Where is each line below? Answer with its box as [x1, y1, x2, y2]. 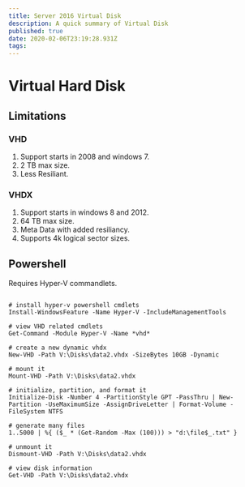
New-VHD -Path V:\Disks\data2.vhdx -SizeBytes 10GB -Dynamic [8, 351, 220, 359]
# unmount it [8, 443, 53, 451]
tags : [8, 42, 27, 50]
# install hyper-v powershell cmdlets [8, 301, 140, 310]
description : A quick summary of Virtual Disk [8, 19, 169, 28]
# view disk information [8, 464, 92, 472]
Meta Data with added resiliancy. [19, 224, 130, 235]
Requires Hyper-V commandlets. [8, 279, 118, 288]
